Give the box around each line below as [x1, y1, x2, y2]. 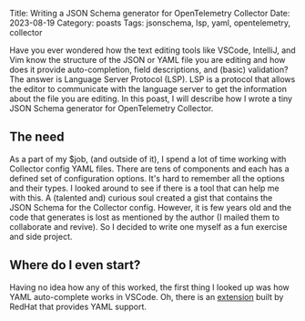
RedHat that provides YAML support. [9, 301, 147, 312]
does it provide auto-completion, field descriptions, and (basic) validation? [9, 64, 289, 75]
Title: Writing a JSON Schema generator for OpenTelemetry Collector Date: [9, 8, 290, 18]
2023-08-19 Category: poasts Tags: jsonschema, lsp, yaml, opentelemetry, [9, 17, 291, 28]
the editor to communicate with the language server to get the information [9, 84, 287, 94]
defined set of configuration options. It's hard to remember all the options [9, 172, 285, 183]
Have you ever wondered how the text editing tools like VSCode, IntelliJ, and [9, 45, 296, 56]
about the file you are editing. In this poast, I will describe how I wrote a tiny [9, 93, 293, 104]
